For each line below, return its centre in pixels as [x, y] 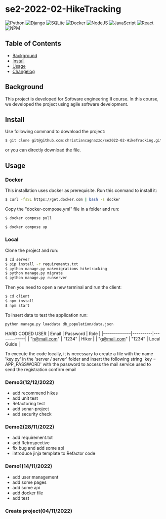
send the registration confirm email [41, 369]
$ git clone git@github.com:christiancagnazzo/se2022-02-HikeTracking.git [84, 141]
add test [21, 498]
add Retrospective [31, 443]
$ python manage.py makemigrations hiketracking [56, 269]
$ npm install [20, 301]
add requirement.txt [32, 438]
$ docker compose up [26, 227]
